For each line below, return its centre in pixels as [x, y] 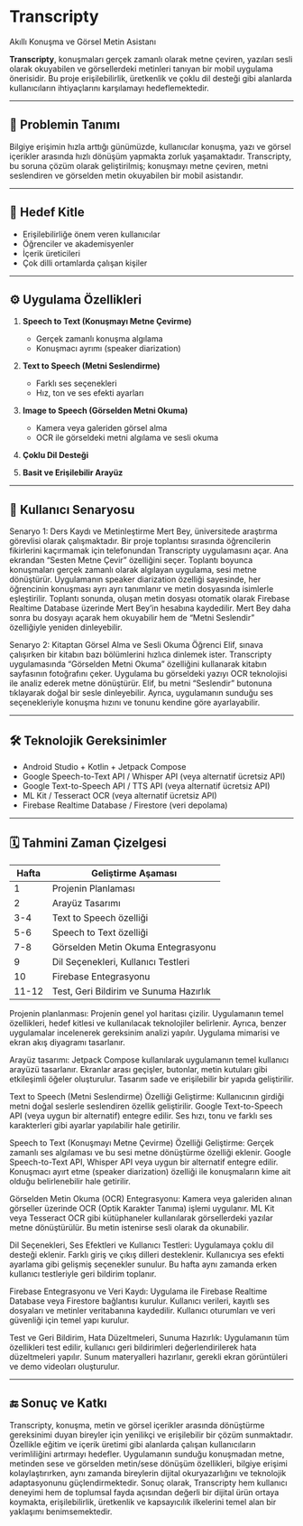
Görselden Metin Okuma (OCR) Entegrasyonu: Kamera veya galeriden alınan [151, 1198]
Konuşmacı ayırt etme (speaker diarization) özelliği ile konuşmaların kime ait [150, 1171]
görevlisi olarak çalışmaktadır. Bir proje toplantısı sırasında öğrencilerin [140, 541]
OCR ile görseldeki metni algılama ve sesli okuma [127, 438]
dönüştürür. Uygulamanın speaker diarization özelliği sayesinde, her [135, 579]
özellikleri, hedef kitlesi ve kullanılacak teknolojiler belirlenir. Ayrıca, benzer [148, 1023]
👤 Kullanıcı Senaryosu [72, 509]
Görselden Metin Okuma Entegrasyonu [134, 947]
